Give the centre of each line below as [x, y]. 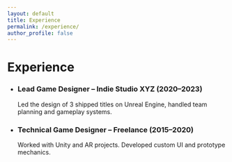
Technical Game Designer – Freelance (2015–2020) [105, 129]
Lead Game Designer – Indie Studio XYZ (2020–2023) [110, 89]
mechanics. [34, 152]
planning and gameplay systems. [65, 111]
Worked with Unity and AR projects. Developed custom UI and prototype [121, 145]
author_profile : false [40, 33]
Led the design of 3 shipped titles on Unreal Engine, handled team [112, 104]
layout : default [31, 14]
